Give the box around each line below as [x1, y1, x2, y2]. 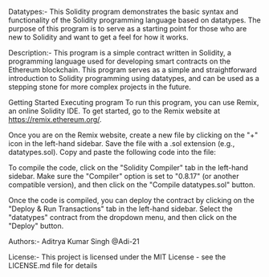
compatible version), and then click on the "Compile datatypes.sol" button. [8, 180, 255, 189]
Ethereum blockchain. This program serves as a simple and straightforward [8, 65, 257, 75]
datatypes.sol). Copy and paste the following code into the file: [8, 148, 217, 157]
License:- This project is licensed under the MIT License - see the [8, 252, 226, 262]
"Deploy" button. [8, 221, 64, 230]
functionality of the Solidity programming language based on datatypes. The [8, 15, 261, 25]
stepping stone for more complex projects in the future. [8, 82, 191, 92]
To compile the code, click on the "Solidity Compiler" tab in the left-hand [8, 163, 249, 172]
